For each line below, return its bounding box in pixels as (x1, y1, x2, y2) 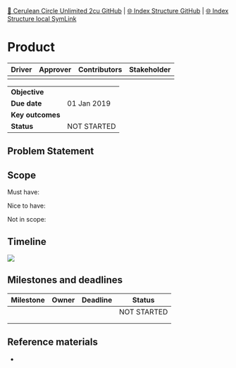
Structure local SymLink (7, 15, 77, 23)
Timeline (7, 236, 47, 248)
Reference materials (7, 336, 99, 348)
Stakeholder (129, 64, 171, 74)
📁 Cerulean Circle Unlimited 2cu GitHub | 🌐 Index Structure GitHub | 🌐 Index (7, 7, 229, 15)
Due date (11, 99, 42, 108)
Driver (11, 64, 32, 74)
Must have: (7, 188, 40, 196)
